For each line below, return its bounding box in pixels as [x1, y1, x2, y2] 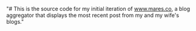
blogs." [6, 18, 24, 25]
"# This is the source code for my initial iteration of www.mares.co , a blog [6, 5, 191, 12]
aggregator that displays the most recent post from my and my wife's [6, 12, 180, 19]
